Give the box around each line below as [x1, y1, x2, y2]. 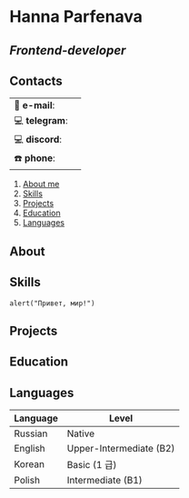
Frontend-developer [9, 43, 126, 58]
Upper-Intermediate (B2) [66, 443, 175, 455]
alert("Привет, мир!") [9, 298, 95, 308]
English [14, 443, 45, 455]
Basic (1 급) [66, 459, 117, 472]
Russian [14, 427, 48, 440]
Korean [14, 458, 45, 471]
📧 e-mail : [14, 99, 55, 112]
